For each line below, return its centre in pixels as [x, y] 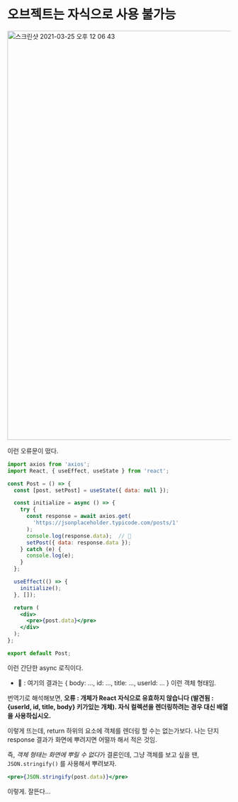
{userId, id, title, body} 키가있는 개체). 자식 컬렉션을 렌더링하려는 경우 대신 [112, 706]
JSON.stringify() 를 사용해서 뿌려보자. [62, 763]
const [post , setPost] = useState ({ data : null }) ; [92, 490]
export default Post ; [39, 653]
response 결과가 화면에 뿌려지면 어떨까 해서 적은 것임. [82, 739]
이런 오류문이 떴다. [33, 451]
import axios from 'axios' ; [49, 464]
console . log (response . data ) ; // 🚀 [79, 536]
